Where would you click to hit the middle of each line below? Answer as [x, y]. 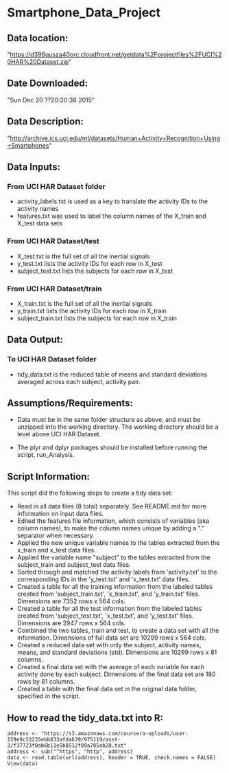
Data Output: [35, 340]
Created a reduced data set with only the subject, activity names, [109, 645]
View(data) [23, 764]
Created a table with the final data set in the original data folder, [107, 689]
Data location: [38, 38]
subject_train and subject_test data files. [74, 565]
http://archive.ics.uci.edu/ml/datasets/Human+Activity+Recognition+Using [115, 138]
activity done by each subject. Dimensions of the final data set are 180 [116, 674]
